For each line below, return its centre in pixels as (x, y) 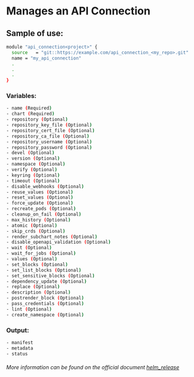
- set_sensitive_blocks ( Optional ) (51, 276)
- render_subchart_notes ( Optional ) (52, 237)
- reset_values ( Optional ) (40, 198)
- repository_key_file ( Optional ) (49, 125)
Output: (18, 330)
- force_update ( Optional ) (40, 203)
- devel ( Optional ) (31, 153)
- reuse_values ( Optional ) (40, 192)
